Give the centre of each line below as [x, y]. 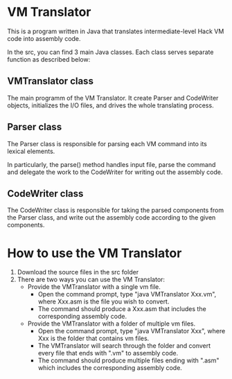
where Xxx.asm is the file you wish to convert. [104, 301]
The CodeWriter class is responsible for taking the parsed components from [115, 210]
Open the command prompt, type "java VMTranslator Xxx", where [132, 331]
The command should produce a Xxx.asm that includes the [122, 309]
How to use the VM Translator [95, 253]
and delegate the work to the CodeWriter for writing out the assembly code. [115, 172]
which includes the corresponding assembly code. [110, 368]
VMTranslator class [50, 81]
